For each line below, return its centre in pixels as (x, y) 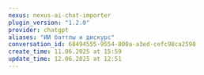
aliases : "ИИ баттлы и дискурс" (61, 37)
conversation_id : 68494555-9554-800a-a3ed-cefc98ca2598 (102, 45)
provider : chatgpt (38, 30)
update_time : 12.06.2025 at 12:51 (65, 59)
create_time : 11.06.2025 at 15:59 (65, 52)
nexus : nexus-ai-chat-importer (60, 15)
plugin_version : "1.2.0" (49, 23)
